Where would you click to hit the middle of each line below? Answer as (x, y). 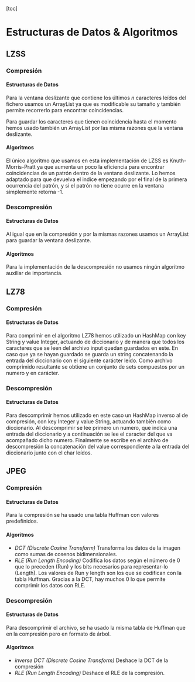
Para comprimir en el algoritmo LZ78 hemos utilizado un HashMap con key (96, 335)
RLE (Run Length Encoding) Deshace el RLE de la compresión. (90, 673)
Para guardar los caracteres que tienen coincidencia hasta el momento (91, 121)
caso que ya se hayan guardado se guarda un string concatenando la (90, 354)
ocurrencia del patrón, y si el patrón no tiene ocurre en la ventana (85, 185)
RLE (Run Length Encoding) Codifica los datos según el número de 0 (97, 560)
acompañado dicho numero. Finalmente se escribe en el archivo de (87, 440)
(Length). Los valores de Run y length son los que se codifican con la (98, 573)
